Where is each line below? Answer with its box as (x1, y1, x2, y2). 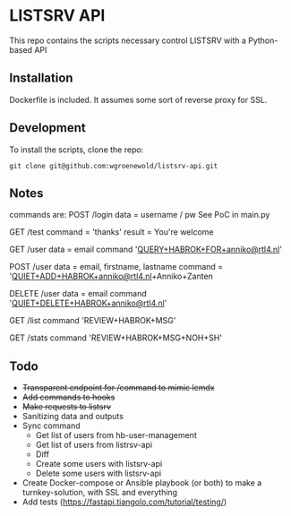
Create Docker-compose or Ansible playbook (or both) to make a (21, 477, 262, 488)
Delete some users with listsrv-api (35, 468, 162, 479)
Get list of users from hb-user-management (35, 430, 197, 441)
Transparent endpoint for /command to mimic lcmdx (21, 383, 215, 393)
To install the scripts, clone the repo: (9, 144, 144, 155)
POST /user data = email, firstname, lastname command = (9, 262, 224, 272)
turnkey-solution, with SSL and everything (21, 487, 177, 498)
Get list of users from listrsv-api (35, 440, 153, 451)
